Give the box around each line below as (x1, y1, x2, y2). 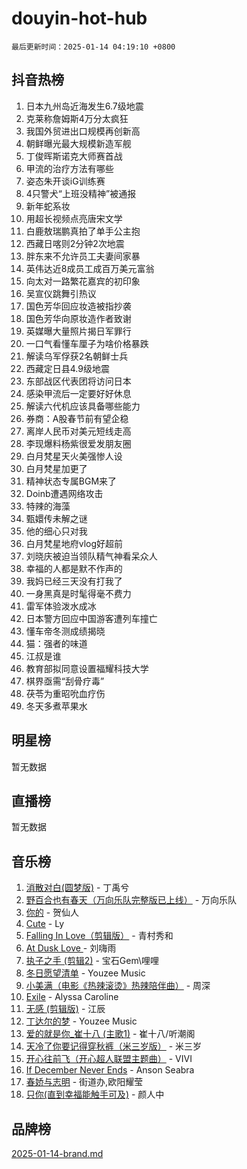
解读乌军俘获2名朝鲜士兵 (25, 350, 129, 362)
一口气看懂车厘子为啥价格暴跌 (25, 337, 149, 349)
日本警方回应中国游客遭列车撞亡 (25, 612, 158, 624)
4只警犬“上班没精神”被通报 (25, 187, 137, 199)
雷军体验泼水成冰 (25, 600, 97, 612)
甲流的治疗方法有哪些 (25, 162, 114, 174)
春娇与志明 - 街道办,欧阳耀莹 (25, 1076, 144, 1088)
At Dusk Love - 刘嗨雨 (25, 942, 117, 954)
